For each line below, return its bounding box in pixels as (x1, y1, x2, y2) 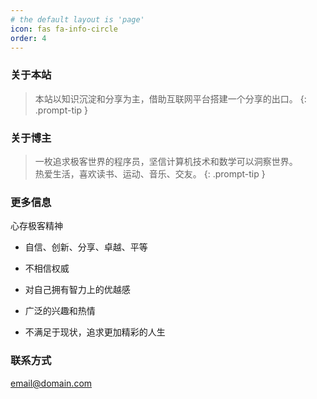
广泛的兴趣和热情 (24, 305, 96, 317)
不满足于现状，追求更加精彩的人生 (24, 326, 166, 338)
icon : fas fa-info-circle (10, 24, 118, 34)
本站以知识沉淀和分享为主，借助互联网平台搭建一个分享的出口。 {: (34, 92, 307, 105)
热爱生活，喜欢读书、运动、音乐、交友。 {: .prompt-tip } (34, 167, 266, 180)
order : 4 (10, 33, 47, 43)
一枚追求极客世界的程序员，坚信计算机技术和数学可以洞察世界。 (34, 155, 298, 167)
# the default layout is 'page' (10, 14, 145, 25)
